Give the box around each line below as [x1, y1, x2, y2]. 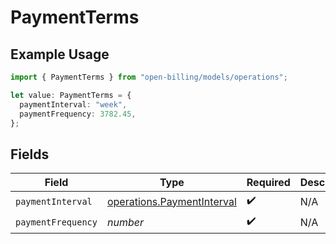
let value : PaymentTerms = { [10, 90, 132, 100]
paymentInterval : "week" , [19, 99, 128, 110]
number [106, 215, 144, 229]
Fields [10, 146, 50, 163]
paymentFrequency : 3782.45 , [19, 109, 137, 119]
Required [246, 176, 291, 190]
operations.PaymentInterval [106, 194, 237, 208]
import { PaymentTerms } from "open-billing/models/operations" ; [10, 72, 288, 82]
